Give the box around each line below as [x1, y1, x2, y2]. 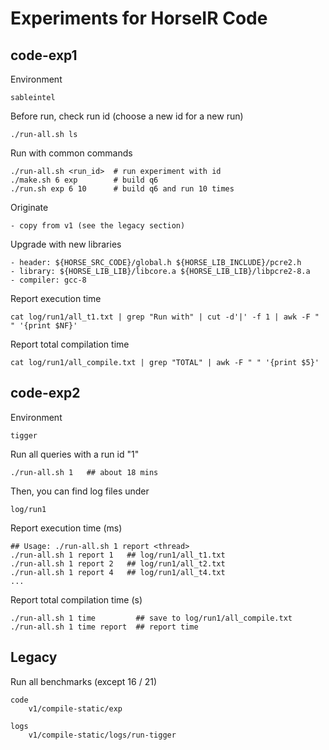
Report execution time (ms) [10, 522, 123, 534]
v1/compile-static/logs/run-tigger [28, 730, 177, 740]
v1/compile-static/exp [28, 703, 123, 714]
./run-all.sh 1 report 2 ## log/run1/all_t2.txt [10, 558, 226, 569]
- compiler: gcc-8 [10, 275, 87, 285]
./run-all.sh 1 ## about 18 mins [10, 467, 159, 477]
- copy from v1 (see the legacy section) [10, 221, 186, 231]
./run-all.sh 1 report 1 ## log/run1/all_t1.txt [10, 550, 226, 560]
